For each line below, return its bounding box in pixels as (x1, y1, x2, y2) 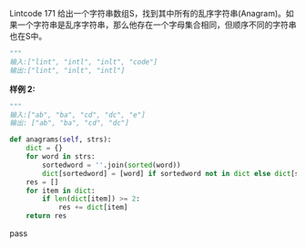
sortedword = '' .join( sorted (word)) (42, 160, 181, 170)
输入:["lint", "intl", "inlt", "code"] (9, 57, 158, 67)
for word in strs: (25, 152, 96, 161)
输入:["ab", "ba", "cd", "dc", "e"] (9, 110, 146, 119)
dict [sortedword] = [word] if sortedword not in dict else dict (42, 169, 291, 178)
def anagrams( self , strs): (9, 135, 112, 144)
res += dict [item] (57, 203, 128, 212)
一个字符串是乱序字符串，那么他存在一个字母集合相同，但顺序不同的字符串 (16, 19, 297, 30)
